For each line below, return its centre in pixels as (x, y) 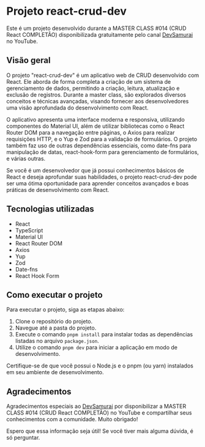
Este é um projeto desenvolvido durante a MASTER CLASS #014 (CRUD (96, 28)
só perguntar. (23, 438)
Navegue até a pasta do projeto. (56, 328)
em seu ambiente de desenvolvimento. (55, 372)
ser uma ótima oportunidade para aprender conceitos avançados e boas (98, 183)
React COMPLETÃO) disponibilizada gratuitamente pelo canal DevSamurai (100, 34)
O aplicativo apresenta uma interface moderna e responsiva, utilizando (95, 119)
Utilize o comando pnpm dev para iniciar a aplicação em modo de (96, 347)
